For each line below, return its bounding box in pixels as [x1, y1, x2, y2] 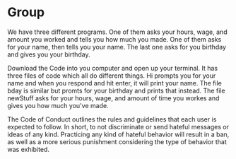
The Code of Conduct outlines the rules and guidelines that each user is [7, 114, 217, 124]
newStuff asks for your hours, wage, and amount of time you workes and [7, 93, 220, 102]
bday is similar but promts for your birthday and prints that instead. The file [7, 86, 225, 95]
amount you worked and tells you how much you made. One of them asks [7, 35, 222, 43]
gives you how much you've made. [7, 101, 109, 110]
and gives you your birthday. [7, 50, 90, 59]
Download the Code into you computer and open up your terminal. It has [7, 64, 218, 72]
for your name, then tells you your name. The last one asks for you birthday [7, 42, 227, 51]
